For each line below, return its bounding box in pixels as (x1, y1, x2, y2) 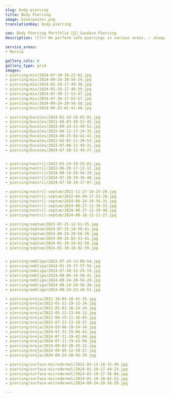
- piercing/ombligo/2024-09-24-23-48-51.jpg (5, 287, 101, 292)
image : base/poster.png (5, 17, 56, 22)
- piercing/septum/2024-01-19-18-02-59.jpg (5, 245, 99, 251)
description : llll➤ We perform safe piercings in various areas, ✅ (5, 35, 152, 41)
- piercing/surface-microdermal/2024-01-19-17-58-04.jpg (5, 371, 128, 376)
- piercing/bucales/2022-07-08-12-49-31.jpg (5, 143, 101, 148)
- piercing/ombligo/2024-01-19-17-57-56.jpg (5, 264, 101, 269)
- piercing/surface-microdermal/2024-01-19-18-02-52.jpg (5, 376, 128, 381)
